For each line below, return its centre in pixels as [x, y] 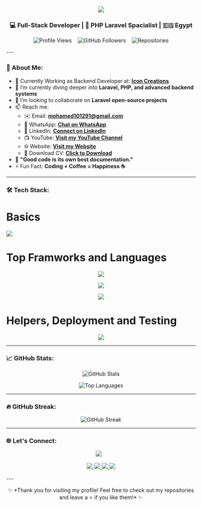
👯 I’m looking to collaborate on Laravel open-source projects [91, 100]
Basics [23, 217]
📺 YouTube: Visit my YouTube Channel [73, 138]
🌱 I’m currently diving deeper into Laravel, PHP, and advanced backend [104, 87]
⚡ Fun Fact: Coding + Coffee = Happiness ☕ [70, 166]
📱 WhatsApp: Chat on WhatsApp [65, 124]
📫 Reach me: [32, 107]
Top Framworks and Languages [87, 257]
